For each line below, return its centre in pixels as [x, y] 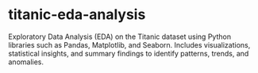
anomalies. [26, 62]
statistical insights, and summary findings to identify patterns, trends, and [129, 53]
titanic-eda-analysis [77, 15]
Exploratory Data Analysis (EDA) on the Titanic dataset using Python [120, 36]
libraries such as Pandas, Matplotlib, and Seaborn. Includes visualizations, [129, 44]
